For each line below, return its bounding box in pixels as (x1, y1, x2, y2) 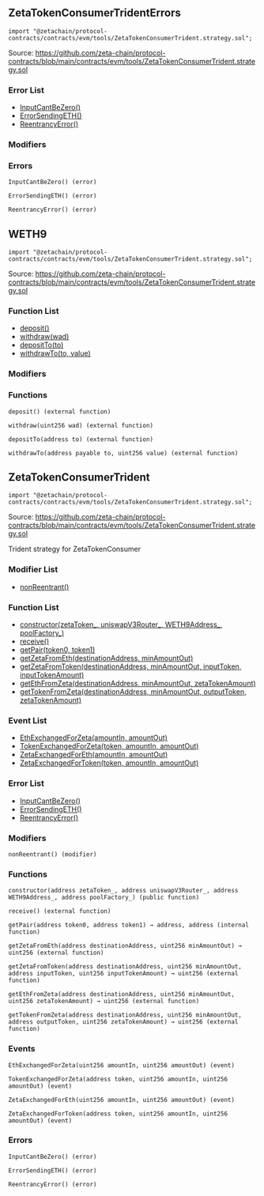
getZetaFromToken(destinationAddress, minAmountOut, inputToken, (19, 662, 242, 671)
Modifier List (8, 564, 58, 575)
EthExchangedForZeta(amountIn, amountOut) (19, 733, 168, 742)
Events (8, 1043, 36, 1055)
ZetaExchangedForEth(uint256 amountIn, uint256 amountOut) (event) (8, 1096, 236, 1104)
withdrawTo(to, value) (19, 349, 91, 358)
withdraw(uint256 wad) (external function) (8, 421, 154, 429)
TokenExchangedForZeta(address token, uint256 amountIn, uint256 (8, 1075, 228, 1083)
